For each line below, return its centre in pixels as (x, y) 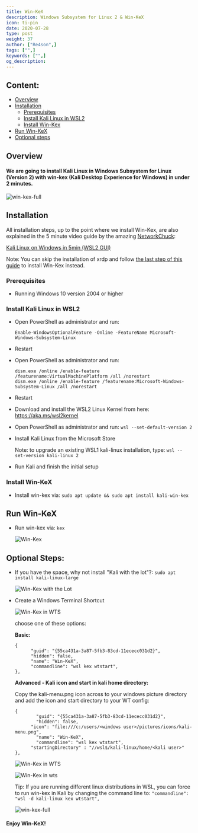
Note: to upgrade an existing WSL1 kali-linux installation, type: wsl (95, 450)
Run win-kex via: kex (40, 528)
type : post (20, 34)
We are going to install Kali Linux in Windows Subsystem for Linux (89, 171)
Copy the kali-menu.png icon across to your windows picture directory (101, 694)
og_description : (26, 61)
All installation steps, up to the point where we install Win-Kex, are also (92, 229)
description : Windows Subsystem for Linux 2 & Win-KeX (75, 17)
